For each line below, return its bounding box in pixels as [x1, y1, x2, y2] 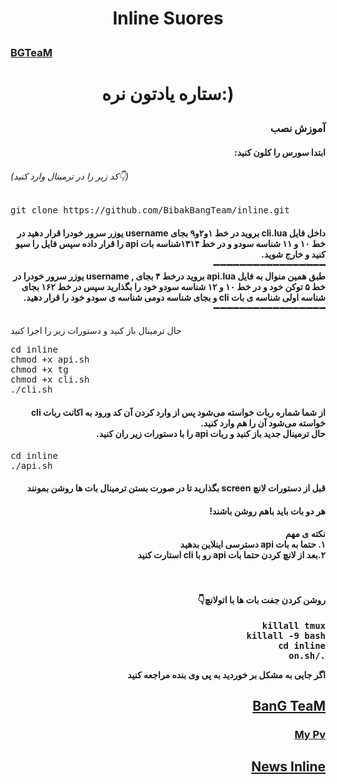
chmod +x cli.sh [10, 374, 90, 386]
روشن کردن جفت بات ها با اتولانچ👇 [197, 593, 326, 606]
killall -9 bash [246, 630, 326, 641]
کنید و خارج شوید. [261, 248, 326, 260]
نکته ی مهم [284, 528, 326, 540]
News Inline [251, 758, 326, 776]
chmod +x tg [10, 364, 69, 376]
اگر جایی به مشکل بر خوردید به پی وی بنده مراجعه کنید [127, 668, 326, 681]
